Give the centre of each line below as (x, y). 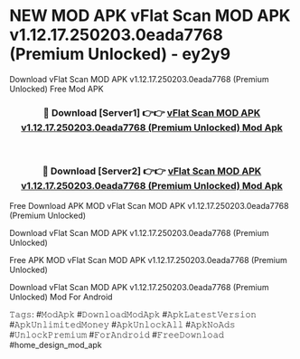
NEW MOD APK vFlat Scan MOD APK (150, 16)
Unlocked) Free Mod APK (56, 89)
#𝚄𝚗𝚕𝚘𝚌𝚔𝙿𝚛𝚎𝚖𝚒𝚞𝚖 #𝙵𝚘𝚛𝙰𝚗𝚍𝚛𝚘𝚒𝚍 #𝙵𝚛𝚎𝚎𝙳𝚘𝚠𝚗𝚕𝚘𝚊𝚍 (117, 335)
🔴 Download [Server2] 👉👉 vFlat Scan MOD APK (152, 171)
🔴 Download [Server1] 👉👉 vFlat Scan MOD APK (152, 112)
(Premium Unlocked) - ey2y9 (120, 54)
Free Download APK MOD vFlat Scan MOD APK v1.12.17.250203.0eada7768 (149, 205)
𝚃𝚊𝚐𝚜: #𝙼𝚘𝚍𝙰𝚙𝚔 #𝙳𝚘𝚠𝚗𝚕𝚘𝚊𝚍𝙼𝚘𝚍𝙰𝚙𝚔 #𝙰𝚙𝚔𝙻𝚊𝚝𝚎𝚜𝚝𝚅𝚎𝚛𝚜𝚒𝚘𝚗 (133, 314)
